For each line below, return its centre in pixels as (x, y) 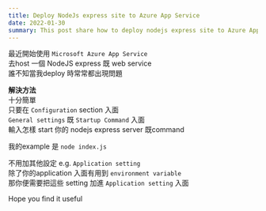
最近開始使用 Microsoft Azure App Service (78, 54)
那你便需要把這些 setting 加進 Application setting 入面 (99, 183)
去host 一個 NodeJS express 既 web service (80, 63)
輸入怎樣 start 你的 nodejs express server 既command (96, 130)
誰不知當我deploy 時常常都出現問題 (65, 73)
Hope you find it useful (46, 199)
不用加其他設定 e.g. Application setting (74, 164)
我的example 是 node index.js (57, 146)
